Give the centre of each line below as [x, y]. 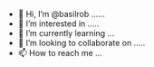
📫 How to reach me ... [60, 53]
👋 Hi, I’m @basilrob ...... [62, 14]
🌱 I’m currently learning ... [66, 33]
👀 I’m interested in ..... [58, 24]
